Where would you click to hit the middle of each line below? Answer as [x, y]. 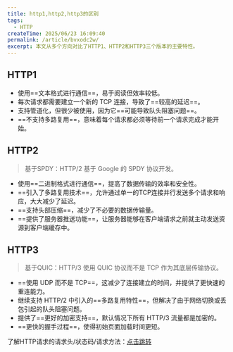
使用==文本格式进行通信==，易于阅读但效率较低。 [90, 93]
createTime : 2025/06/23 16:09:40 [56, 33]
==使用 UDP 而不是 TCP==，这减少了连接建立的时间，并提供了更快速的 [121, 283]
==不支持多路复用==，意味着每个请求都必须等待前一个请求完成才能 [115, 119]
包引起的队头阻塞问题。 [51, 309]
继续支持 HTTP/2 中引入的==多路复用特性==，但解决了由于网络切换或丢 [122, 301]
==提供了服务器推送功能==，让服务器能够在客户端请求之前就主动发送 [118, 218]
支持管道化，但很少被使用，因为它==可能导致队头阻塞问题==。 [109, 111]
